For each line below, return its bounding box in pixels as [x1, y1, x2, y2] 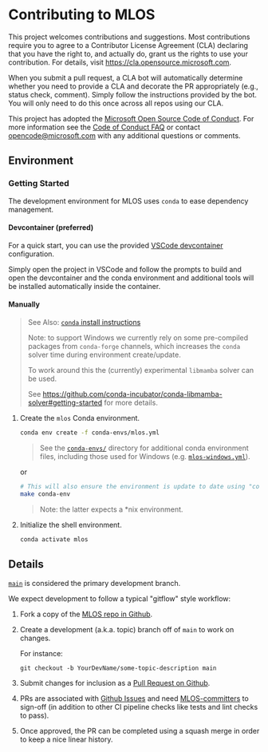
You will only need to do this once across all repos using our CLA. [8, 98, 224, 108]
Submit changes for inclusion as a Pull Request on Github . [19, 679, 211, 688]
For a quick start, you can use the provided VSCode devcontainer [8, 240, 223, 250]
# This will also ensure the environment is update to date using [19, 482, 246, 490]
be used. [27, 374, 57, 384]
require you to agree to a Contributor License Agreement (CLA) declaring [8, 40, 249, 49]
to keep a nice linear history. [19, 734, 113, 744]
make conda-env [19, 489, 71, 498]
